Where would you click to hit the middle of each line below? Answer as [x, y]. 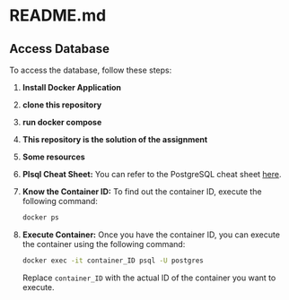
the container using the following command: [104, 244]
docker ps [41, 218]
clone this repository [62, 105]
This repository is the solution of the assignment [115, 139]
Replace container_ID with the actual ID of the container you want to [149, 278]
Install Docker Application [72, 87]
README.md [58, 16]
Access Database [60, 49]
